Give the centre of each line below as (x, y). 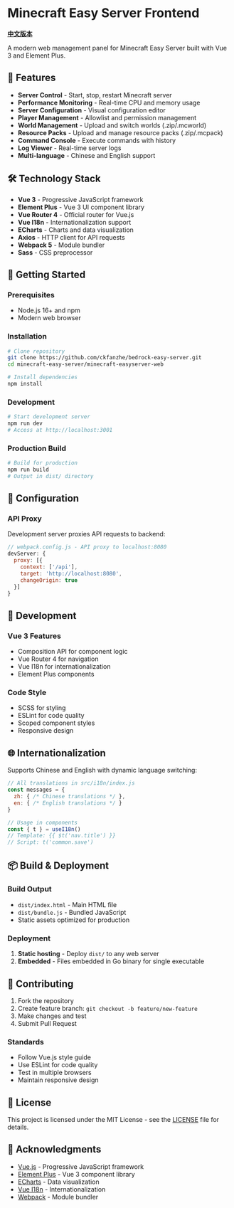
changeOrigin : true (49, 580)
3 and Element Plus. (37, 55)
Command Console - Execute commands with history (97, 140)
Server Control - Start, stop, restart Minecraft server (95, 95)
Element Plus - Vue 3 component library (76, 1174)
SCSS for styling (42, 708)
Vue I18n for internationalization (64, 667)
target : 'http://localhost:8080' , (71, 573)
